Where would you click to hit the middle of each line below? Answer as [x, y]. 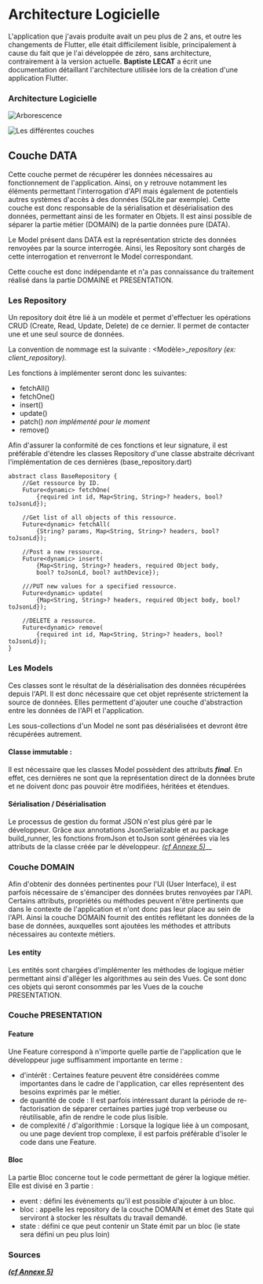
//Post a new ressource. [63, 552]
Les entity [25, 952]
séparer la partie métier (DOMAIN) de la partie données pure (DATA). [119, 225]
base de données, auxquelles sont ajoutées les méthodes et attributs [120, 926]
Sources [24, 1254]
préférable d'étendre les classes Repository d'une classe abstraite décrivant [131, 454]
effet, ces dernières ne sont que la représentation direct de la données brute [131, 778]
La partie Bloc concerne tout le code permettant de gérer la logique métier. [129, 1177]
